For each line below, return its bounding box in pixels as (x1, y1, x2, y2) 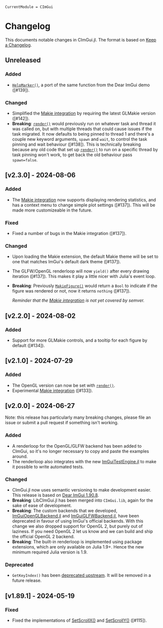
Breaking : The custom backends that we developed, (12, 508, 118, 513)
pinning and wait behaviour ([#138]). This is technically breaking (12, 141, 141, 147)
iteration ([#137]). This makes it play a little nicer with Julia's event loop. (12, 274, 156, 279)
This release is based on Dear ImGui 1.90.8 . (12, 492, 99, 498)
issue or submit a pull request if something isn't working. (5, 420, 119, 426)
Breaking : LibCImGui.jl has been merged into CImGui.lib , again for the (12, 497, 153, 503)
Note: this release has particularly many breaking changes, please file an (5, 414, 151, 420)
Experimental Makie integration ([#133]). (12, 388, 93, 393)
